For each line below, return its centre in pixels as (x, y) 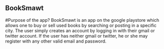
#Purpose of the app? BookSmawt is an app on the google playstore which (82, 20)
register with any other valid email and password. (56, 41)
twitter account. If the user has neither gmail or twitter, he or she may (76, 36)
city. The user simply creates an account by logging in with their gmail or (80, 30)
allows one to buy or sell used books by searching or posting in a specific (81, 25)
